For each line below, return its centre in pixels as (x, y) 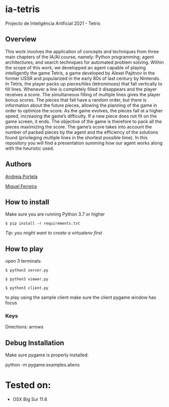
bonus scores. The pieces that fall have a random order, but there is (76, 100)
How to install (27, 202)
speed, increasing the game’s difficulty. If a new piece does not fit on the (81, 116)
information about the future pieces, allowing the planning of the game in (81, 105)
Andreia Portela (22, 176)
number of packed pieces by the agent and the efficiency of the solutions (82, 132)
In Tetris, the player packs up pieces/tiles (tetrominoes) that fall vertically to (84, 84)
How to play (24, 249)
